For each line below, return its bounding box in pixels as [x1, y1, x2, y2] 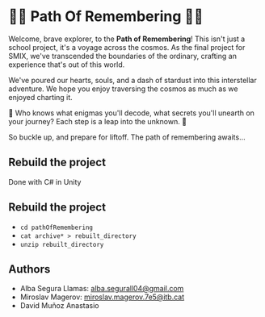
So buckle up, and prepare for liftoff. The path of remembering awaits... [8, 132, 246, 142]
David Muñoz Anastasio [19, 301, 99, 311]
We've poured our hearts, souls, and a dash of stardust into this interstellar [8, 75, 257, 85]
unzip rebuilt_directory [19, 240, 104, 248]
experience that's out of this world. [8, 60, 125, 69]
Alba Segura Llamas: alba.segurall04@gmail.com [19, 284, 184, 294]
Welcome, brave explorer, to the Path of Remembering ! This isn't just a [8, 34, 246, 44]
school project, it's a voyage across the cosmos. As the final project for [8, 42, 246, 52]
